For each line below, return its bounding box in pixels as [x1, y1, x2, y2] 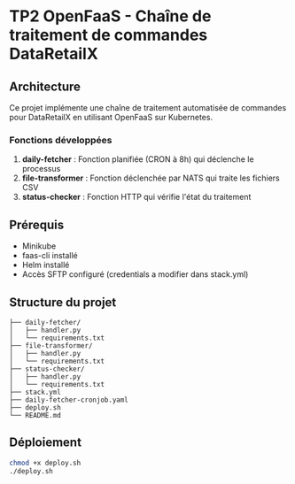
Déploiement [9, 435, 82, 450]
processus [21, 164, 61, 174]
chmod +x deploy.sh [9, 458, 82, 467]
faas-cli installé [21, 250, 78, 261]
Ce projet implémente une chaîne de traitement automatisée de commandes [9, 103, 287, 112]
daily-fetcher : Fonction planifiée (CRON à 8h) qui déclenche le [21, 154, 254, 165]
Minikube [21, 241, 57, 251]
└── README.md [9, 411, 62, 419]
